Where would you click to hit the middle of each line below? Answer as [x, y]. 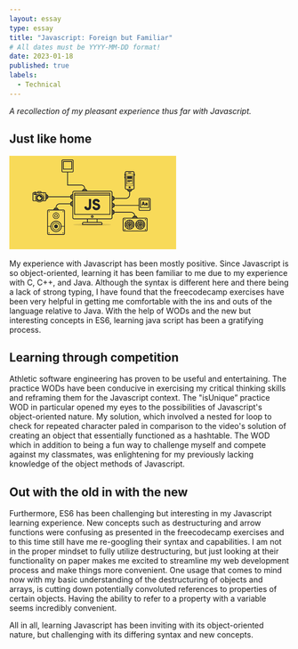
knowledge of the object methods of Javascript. [97, 464]
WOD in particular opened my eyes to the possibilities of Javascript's [136, 407]
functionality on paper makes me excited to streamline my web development [149, 561]
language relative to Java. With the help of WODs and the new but [130, 311]
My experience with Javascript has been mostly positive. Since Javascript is [149, 264]
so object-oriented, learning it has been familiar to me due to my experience [149, 272]
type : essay [31, 28]
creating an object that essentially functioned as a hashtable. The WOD [140, 435]
